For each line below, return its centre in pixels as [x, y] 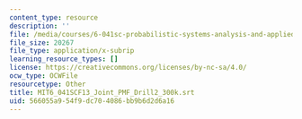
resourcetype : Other [48, 84]
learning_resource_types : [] [64, 59]
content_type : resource [54, 17]
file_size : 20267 [42, 42]
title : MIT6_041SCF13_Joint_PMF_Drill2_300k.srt [102, 92]
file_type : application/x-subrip [72, 51]
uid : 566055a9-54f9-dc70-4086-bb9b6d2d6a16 [92, 101]
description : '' [40, 26]
